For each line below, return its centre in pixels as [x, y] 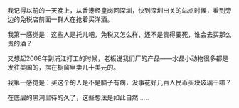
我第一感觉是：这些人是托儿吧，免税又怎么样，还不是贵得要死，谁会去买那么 [119, 34]
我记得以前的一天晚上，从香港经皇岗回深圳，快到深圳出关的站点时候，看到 [116, 10]
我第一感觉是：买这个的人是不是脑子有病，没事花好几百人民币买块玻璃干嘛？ [119, 82]
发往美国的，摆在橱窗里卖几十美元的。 [63, 67]
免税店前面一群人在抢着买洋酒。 [67, 19]
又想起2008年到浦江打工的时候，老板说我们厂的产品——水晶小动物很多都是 [118, 58]
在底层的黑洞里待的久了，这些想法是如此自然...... [78, 97]
